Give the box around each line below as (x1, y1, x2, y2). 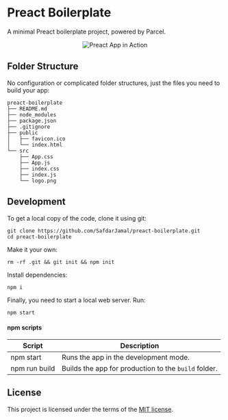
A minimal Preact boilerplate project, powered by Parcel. (7, 27, 166, 36)
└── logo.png (19, 177, 57, 184)
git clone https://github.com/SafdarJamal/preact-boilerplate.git (7, 227, 201, 234)
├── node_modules (7, 111, 57, 118)
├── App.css (19, 153, 53, 160)
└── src (7, 147, 29, 154)
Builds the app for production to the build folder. (61, 363, 218, 373)
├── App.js (19, 159, 51, 166)
